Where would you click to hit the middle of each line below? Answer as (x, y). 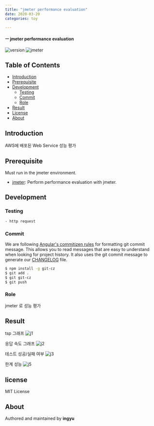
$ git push (16, 282)
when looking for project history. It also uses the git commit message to (76, 254)
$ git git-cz (18, 277)
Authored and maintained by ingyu (40, 418)
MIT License (17, 392)
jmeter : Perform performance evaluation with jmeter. (64, 182)
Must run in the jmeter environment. (41, 173)
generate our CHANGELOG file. (36, 259)
